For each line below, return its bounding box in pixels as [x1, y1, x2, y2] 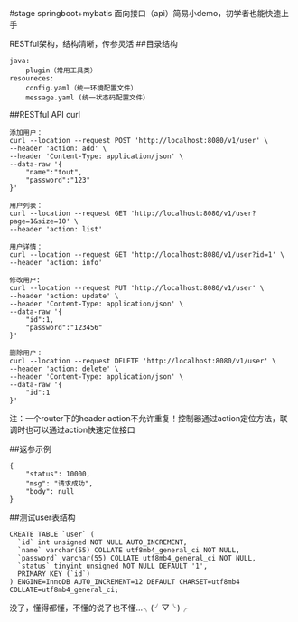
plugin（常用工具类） [25, 66, 98, 75]
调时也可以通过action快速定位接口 [9, 424, 135, 435]
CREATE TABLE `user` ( [9, 530, 95, 539]
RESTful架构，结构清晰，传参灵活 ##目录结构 [9, 39, 178, 49]
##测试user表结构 [9, 512, 76, 523]
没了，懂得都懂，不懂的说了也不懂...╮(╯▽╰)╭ [9, 602, 189, 613]
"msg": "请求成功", [25, 479, 93, 488]
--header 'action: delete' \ [9, 364, 119, 373]
